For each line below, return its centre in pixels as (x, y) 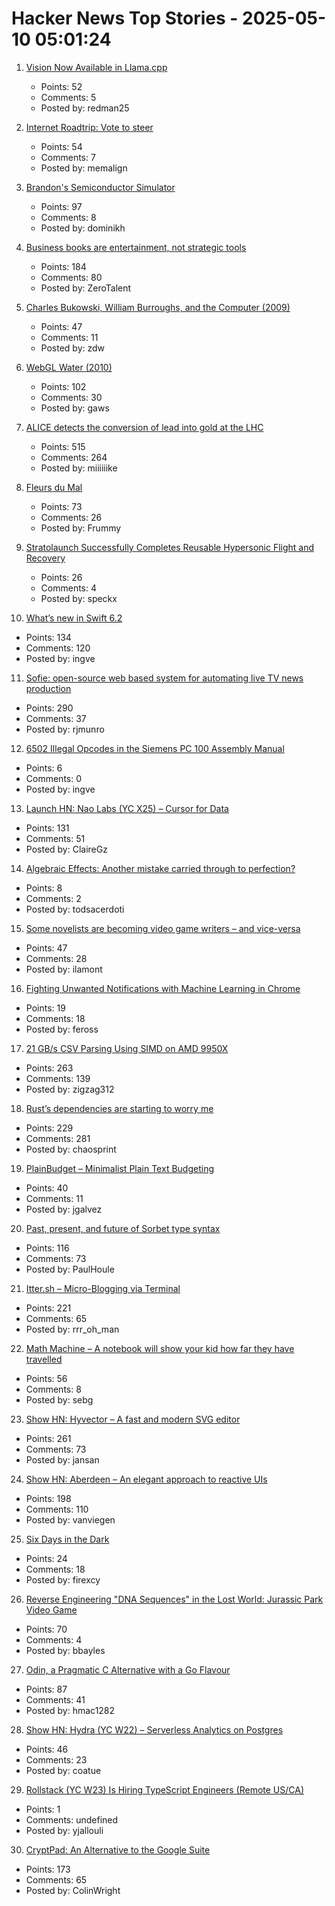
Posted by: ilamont (64, 969)
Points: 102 (63, 386)
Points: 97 (61, 206)
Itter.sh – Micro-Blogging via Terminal (103, 1288)
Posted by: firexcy (63, 1579)
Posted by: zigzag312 (70, 1089)
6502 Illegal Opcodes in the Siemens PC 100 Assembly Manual (155, 748)
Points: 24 (46, 1558)
